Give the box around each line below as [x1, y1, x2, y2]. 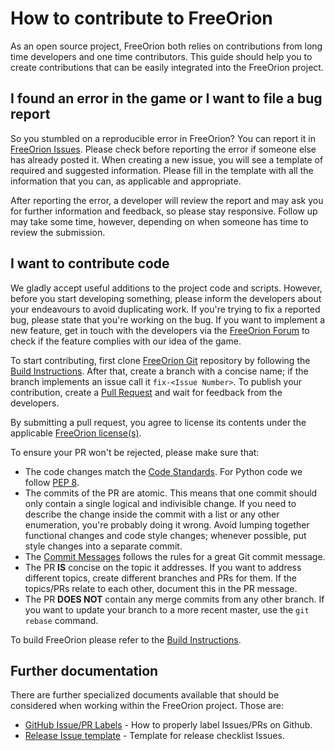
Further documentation [10, 662, 159, 679]
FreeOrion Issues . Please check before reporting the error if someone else [10, 143, 317, 155]
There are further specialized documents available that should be [10, 689, 280, 701]
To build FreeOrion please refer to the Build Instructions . [10, 633, 242, 646]
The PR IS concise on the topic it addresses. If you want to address [24, 561, 302, 573]
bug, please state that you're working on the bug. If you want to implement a [10, 313, 326, 326]
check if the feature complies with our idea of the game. [10, 335, 242, 347]
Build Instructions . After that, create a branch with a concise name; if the [10, 365, 309, 377]
